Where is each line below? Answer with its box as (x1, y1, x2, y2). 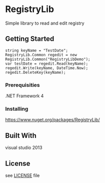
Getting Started (5, 35, 54, 43)
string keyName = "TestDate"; (5, 48, 68, 53)
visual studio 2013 (5, 144, 42, 151)
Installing (5, 105, 28, 112)
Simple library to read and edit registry (5, 20, 84, 26)
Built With (5, 131, 36, 140)
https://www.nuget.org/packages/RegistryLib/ (5, 117, 100, 123)
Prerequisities (5, 81, 40, 88)
